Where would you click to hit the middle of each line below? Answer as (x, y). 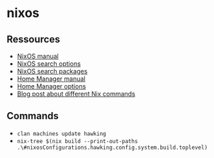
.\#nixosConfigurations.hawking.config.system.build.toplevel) (112, 147)
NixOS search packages (52, 71)
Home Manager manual (51, 79)
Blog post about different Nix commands (76, 94)
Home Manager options (51, 86)
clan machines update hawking (62, 134)
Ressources (34, 39)
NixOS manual (38, 56)
